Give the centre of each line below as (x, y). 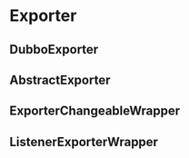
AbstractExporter (60, 79)
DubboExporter (54, 49)
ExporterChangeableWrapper (95, 111)
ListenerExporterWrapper (84, 142)
